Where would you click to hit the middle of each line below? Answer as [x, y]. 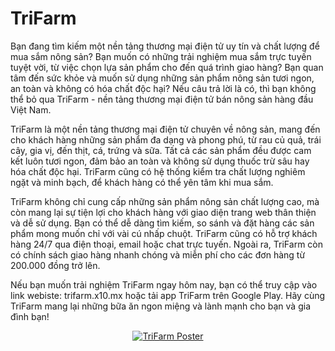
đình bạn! [30, 316]
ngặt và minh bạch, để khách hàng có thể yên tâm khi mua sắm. [142, 182]
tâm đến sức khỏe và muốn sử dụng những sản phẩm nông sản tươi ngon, [162, 78]
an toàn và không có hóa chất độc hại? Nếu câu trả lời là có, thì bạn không [163, 88]
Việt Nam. [31, 109]
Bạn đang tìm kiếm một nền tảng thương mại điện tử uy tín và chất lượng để [165, 46]
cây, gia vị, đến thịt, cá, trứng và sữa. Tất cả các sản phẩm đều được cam [161, 150]
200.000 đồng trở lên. [55, 265]
